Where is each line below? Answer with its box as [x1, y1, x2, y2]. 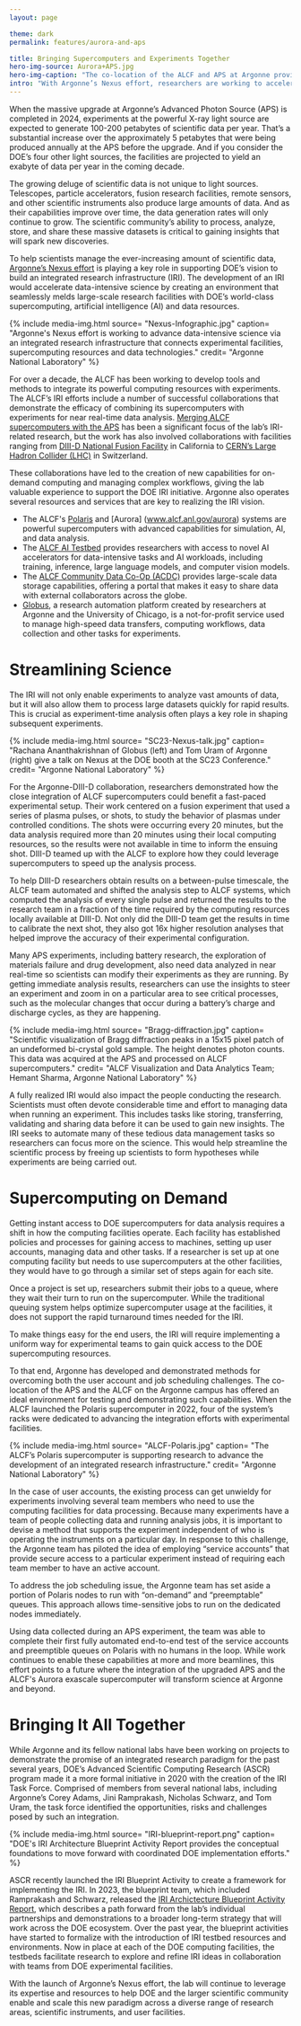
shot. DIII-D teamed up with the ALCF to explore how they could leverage [9, 848, 279, 859]
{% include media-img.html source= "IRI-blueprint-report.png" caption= [9, 1828, 276, 1839]
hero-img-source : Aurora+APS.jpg [9, 62, 134, 72]
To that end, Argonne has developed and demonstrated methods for [9, 1365, 262, 1376]
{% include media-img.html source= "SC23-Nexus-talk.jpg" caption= [9, 735, 266, 746]
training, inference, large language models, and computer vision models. [21, 561, 290, 571]
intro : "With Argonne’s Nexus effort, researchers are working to [9, 79, 262, 88]
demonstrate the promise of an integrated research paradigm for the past [9, 1754, 280, 1765]
